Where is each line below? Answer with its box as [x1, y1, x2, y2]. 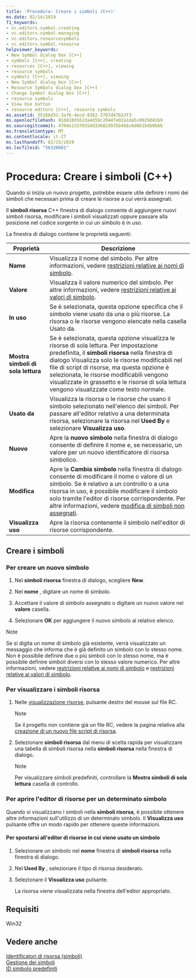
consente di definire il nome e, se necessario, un [49, 441, 182, 449]
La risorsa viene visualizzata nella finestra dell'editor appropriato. [14, 887, 171, 894]
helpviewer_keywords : [6, 47, 59, 53]
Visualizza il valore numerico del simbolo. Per [49, 279, 174, 287]
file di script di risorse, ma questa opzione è [49, 364, 169, 372]
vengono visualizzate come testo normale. [49, 385, 166, 394]
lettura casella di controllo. [14, 780, 80, 788]
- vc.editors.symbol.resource [6, 42, 80, 47]
